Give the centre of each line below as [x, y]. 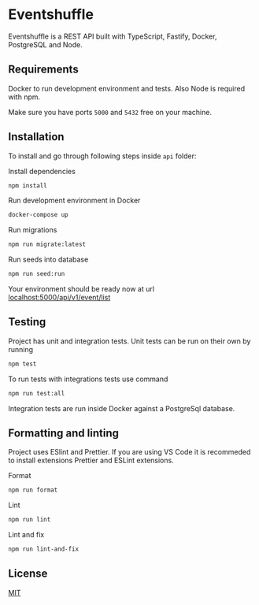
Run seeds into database [48, 260]
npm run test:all [37, 393]
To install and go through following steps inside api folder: [102, 156]
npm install [28, 186]
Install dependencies [42, 171]
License [28, 574]
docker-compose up [38, 215]
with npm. [24, 97]
